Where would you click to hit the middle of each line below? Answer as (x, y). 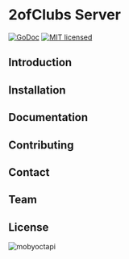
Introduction (40, 63)
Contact (29, 172)
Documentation (48, 117)
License (29, 227)
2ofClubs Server (64, 15)
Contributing (41, 145)
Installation (37, 90)
